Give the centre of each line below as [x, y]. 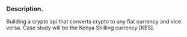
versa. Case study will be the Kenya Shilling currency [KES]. [80, 28]
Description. [25, 9]
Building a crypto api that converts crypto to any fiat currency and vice [94, 22]
